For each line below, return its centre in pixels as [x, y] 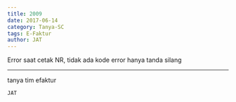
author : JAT [25, 40]
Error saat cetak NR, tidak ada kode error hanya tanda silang [94, 60]
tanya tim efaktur [32, 80]
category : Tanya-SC [36, 27]
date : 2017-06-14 [33, 20]
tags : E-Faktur [29, 33]
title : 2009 [25, 14]
